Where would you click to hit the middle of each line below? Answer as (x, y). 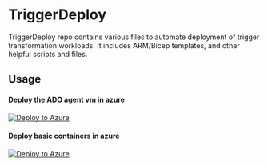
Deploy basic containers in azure (64, 136)
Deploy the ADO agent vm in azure (67, 99)
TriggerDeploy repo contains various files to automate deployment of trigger (134, 37)
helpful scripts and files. (48, 54)
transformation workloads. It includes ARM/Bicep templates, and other (124, 45)
